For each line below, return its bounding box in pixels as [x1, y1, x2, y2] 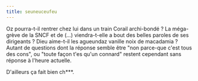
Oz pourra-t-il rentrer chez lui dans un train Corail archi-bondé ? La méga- [6, 25, 189, 32]
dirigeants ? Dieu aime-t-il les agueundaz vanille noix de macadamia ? [6, 38, 178, 45]
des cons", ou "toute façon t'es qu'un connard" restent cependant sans [6, 50, 182, 57]
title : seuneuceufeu [6, 8, 58, 15]
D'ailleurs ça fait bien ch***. [6, 68, 75, 75]
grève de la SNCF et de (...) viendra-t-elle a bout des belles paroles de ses [6, 31, 189, 39]
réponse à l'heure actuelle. [6, 57, 72, 64]
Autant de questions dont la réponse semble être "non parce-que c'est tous [6, 44, 192, 51]
